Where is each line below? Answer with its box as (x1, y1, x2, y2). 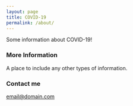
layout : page (6, 8, 39, 15)
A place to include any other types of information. (6, 64, 128, 71)
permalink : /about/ (6, 20, 55, 26)
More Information (6, 51, 58, 60)
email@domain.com (6, 93, 55, 100)
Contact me (6, 79, 41, 88)
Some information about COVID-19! (6, 36, 93, 43)
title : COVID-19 (6, 14, 46, 20)
